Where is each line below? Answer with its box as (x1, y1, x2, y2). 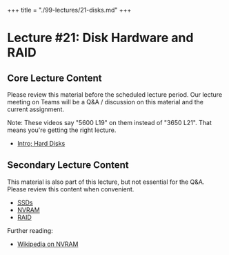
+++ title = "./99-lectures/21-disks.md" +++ (7, 6, 132, 14)
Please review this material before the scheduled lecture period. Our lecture (7, 91, 223, 99)
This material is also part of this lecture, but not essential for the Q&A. (7, 178, 205, 186)
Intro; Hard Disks (17, 140, 66, 147)
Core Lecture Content (7, 72, 102, 84)
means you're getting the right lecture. (7, 126, 117, 134)
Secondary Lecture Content (7, 159, 129, 171)
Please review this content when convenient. (7, 185, 135, 193)
